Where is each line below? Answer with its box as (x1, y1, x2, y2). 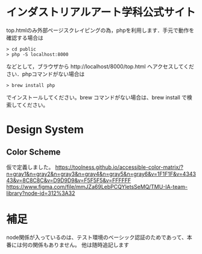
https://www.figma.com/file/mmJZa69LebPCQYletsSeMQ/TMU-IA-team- (6, 183, 188, 190)
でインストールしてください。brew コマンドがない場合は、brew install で (6, 94, 187, 101)
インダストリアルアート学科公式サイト (6, 5, 196, 19)
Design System (6, 123, 84, 136)
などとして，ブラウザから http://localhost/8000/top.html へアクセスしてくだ (6, 63, 195, 70)
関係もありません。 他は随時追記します (32, 241, 130, 248)
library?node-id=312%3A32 (6, 189, 75, 197)
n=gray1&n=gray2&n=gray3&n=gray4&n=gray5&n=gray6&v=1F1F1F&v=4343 (6, 170, 196, 177)
